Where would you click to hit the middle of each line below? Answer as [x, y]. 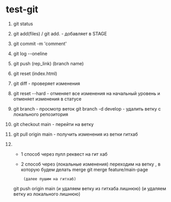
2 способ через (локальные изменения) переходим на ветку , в [91, 164]
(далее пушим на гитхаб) [50, 179]
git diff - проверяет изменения [47, 83]
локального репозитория [41, 114]
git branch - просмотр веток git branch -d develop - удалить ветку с [87, 108]
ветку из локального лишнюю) [47, 194]
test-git [22, 10]
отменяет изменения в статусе [47, 99]
